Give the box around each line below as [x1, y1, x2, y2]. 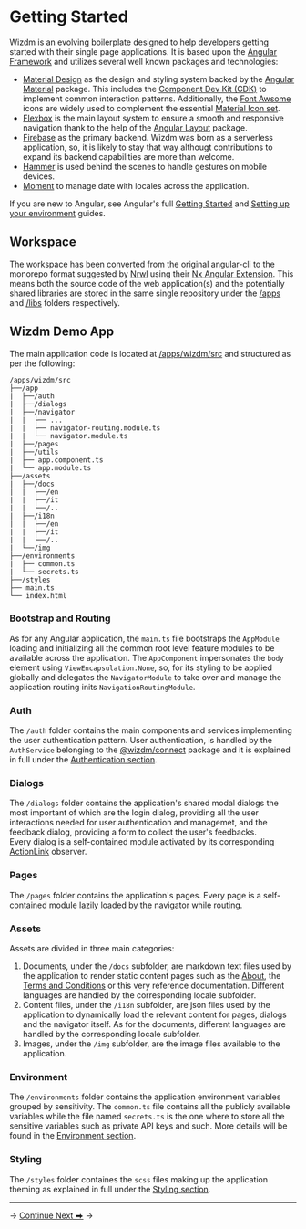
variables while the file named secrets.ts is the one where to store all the [9, 1111, 285, 1122]
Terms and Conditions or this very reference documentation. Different [22, 980, 285, 992]
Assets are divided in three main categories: [9, 943, 175, 954]
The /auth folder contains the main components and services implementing [9, 725, 293, 736]
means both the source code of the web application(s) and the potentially [9, 278, 285, 289]
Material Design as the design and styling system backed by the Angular [22, 73, 295, 84]
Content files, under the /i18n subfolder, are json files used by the [22, 1000, 270, 1011]
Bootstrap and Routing [9, 612, 111, 625]
